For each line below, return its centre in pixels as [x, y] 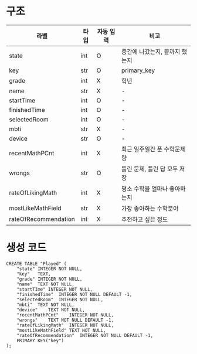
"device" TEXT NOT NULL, [51, 310]
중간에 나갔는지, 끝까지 [151, 52]
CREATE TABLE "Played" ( [36, 264]
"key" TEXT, [34, 274]
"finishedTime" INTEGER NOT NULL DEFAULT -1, [74, 294]
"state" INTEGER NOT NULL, [50, 269]
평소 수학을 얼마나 [145, 189]
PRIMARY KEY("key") [40, 341]
